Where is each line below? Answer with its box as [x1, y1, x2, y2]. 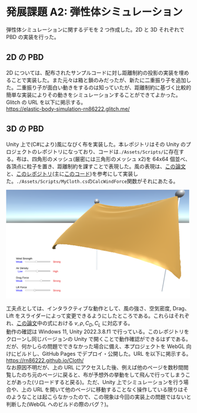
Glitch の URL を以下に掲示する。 [6, 99, 86, 106]
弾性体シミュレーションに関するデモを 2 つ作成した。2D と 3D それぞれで [6, 26, 185, 33]
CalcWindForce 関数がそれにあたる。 [92, 178, 179, 185]
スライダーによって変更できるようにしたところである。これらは [20, 312, 175, 319]
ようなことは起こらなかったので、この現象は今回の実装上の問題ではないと [11, 393, 192, 400]
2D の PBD [6, 53, 44, 63]
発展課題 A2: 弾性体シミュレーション [6, 5, 183, 19]
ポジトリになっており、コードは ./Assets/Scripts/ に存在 [42, 148, 179, 155]
